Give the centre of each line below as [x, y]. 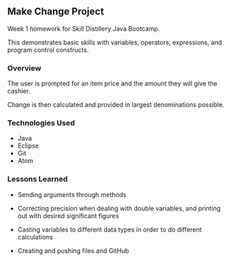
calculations [35, 237]
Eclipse [28, 146]
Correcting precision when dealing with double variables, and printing [119, 208]
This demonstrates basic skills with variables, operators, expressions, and [115, 42]
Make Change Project [56, 12]
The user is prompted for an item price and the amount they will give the [112, 83]
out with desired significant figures [68, 215]
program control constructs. [48, 49]
